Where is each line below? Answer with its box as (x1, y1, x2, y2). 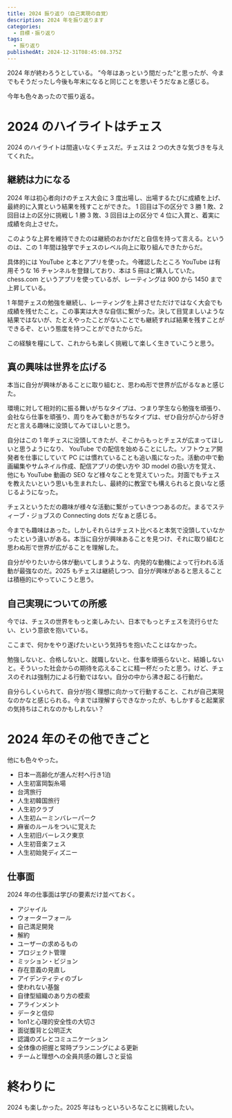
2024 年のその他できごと (7, 732, 151, 748)
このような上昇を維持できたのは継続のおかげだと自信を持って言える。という (7, 234, 224, 242)
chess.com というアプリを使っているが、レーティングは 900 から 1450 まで (7, 275, 222, 283)
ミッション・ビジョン (17, 957, 78, 965)
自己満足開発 (17, 922, 54, 930)
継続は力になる (7, 174, 71, 186)
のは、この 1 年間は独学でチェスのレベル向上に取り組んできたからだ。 (7, 243, 206, 251)
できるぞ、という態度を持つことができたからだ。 (7, 324, 146, 332)
